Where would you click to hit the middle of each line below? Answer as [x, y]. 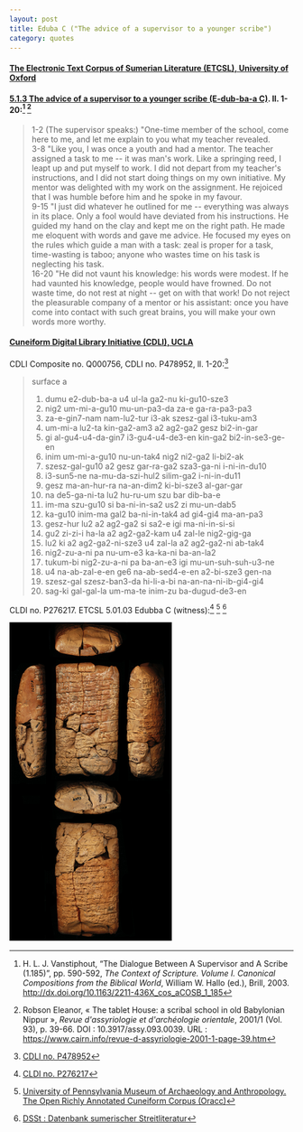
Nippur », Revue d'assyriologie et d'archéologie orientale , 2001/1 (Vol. [152, 1020]
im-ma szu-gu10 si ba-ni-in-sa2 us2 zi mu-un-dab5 [140, 504]
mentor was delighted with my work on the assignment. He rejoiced [157, 187]
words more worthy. [69, 322]
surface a [49, 381]
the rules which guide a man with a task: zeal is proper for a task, [152, 245]
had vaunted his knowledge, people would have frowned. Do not [151, 283]
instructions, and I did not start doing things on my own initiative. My [158, 177]
